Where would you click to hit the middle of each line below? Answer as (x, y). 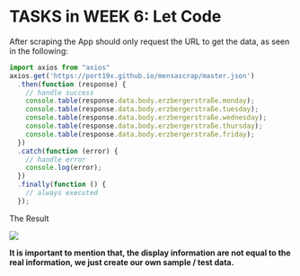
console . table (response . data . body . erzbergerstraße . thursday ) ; (144, 126)
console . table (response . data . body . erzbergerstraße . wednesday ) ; (146, 118)
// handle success (60, 93)
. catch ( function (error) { (68, 151)
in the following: (39, 50)
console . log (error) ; (64, 168)
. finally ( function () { (62, 185)
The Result (29, 218)
